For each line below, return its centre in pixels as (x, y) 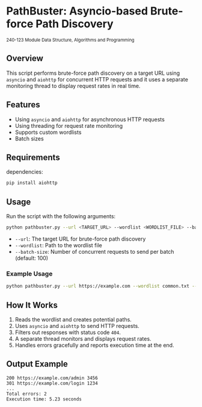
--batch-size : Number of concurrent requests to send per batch (94, 251)
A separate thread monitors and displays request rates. (83, 338)
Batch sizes (29, 138)
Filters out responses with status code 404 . (68, 332)
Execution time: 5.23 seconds (44, 399)
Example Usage (29, 274)
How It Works (32, 305)
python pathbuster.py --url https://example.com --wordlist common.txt (98, 286)
